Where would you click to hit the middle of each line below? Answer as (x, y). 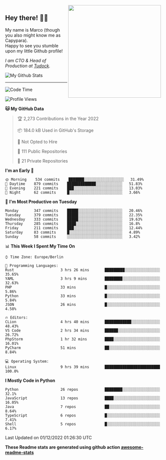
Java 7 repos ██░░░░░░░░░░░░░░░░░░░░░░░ (83, 407)
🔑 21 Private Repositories (42, 161)
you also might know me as (33, 35)
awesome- (132, 447)
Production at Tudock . (28, 66)
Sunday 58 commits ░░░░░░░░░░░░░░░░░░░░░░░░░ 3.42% (73, 237)
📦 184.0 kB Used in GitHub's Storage (55, 130)
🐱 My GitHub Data (25, 109)
